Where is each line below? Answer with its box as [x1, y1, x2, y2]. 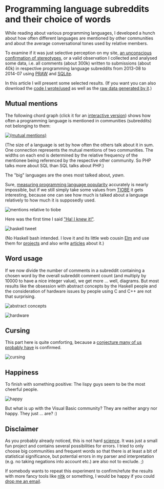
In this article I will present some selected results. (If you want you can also [5, 80, 156, 86]
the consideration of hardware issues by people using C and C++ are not [5, 288, 152, 294]
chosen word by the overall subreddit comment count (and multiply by [5, 272, 146, 278]
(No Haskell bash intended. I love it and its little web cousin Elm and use [5, 235, 149, 241]
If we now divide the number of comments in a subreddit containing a [5, 267, 145, 273]
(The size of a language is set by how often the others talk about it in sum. [5, 142, 154, 148]
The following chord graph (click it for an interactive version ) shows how [5, 112, 151, 118]
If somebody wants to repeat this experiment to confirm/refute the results [5, 468, 153, 474]
